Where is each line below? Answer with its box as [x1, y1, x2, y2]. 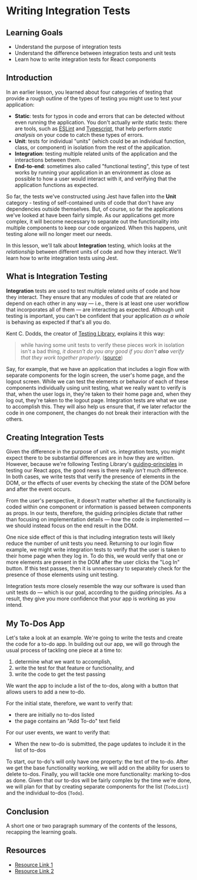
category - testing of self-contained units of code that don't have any [6, 199, 175, 206]
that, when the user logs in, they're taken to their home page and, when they [6, 390, 191, 398]
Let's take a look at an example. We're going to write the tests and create [6, 634, 183, 641]
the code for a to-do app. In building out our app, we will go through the [6, 641, 180, 648]
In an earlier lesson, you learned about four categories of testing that [6, 88, 173, 96]
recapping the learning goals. [6, 829, 78, 836]
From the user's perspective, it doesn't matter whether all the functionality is [6, 497, 191, 504]
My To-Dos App [6, 618, 65, 629]
